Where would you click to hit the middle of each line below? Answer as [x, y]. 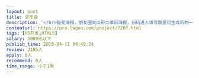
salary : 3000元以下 [29, 39]
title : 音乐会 [22, 17]
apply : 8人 [19, 55]
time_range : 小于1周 [30, 66]
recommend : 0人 [24, 60]
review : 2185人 [24, 50]
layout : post [22, 11]
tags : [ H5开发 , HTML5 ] [32, 33]
